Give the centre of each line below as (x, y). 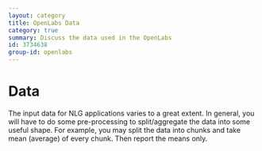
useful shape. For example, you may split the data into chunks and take (124, 130)
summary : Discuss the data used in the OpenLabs (90, 38)
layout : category (37, 15)
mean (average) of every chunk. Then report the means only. (108, 138)
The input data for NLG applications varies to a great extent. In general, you (131, 113)
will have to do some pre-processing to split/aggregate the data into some (129, 121)
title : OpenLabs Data (44, 23)
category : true (33, 30)
